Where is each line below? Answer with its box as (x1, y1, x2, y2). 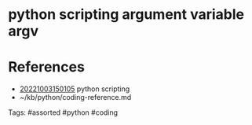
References (8, 58, 85, 76)
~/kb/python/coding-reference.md (19, 93, 132, 102)
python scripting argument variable (8, 6, 245, 24)
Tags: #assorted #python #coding (8, 108, 119, 117)
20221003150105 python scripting (19, 84, 130, 94)
